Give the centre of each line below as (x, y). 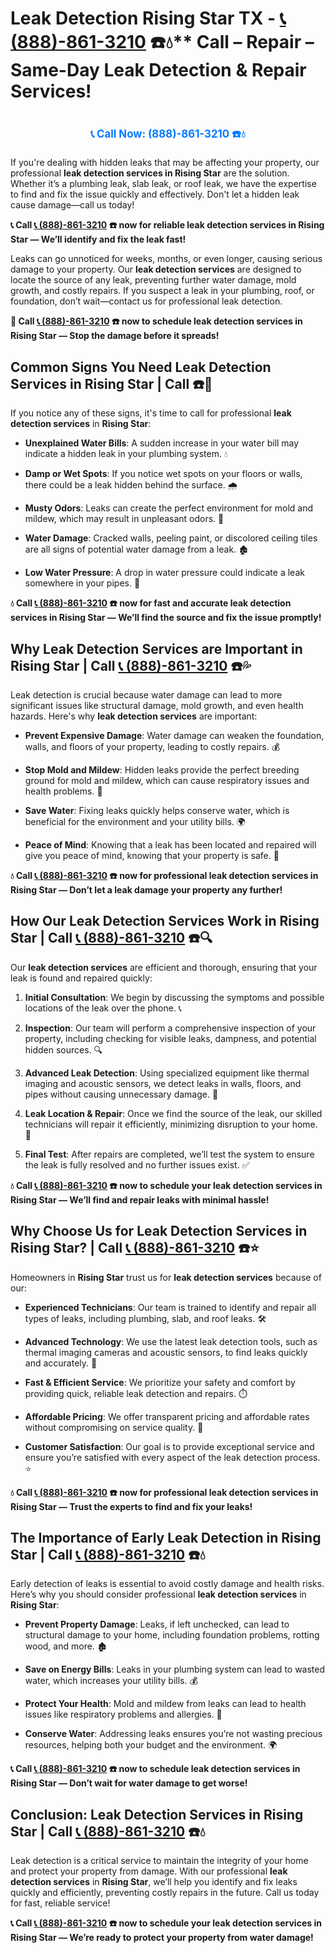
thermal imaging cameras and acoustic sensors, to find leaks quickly (166, 1352)
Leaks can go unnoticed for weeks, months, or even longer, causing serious (166, 259)
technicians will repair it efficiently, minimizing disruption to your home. (171, 1124)
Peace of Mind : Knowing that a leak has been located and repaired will (170, 845)
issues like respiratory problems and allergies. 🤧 (123, 1714)
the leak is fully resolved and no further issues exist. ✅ (137, 1164)
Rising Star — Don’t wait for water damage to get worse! (129, 1783)
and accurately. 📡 (61, 1363)
